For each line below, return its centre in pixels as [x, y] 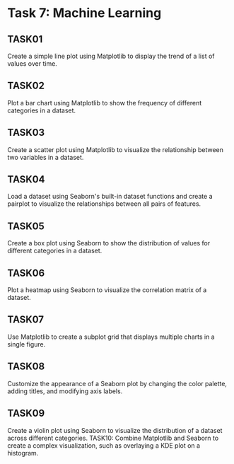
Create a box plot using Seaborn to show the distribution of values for [109, 243]
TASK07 [26, 320]
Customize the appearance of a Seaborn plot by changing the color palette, [117, 383]
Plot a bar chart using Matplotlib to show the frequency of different [105, 103]
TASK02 [26, 86]
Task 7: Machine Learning [84, 13]
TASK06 [26, 273]
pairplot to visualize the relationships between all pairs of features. [104, 204]
